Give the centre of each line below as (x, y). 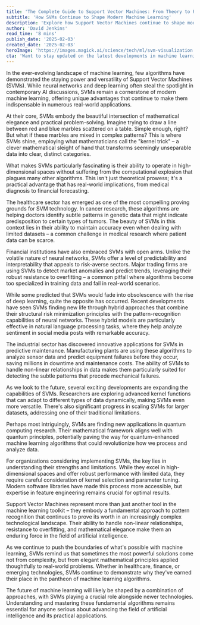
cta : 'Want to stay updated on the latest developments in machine (92, 56)
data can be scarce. (31, 240)
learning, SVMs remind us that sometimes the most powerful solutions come (100, 553)
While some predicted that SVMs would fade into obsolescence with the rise (100, 294)
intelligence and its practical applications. (57, 615)
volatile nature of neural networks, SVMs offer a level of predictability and (96, 258)
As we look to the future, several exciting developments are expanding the (97, 387)
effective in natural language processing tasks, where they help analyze (94, 326)
